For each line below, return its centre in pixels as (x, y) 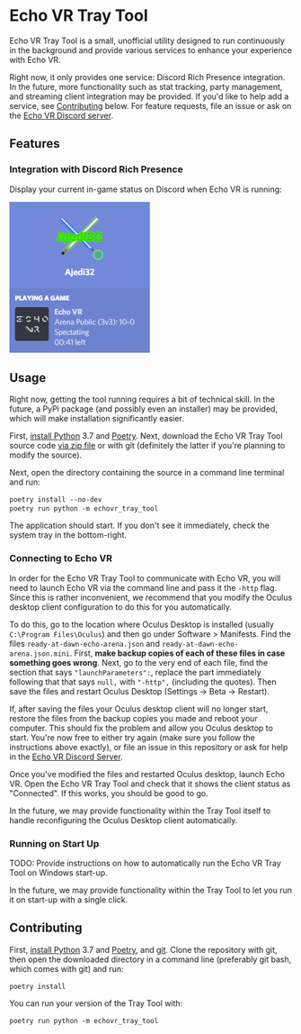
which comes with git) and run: (66, 968)
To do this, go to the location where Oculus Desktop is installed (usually (142, 624)
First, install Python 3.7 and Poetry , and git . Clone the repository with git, (143, 949)
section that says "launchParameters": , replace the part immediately (136, 672)
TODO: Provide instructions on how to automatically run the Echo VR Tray (145, 863)
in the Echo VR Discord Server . (66, 757)
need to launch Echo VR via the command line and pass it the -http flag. (143, 587)
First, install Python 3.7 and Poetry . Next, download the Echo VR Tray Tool (146, 436)
